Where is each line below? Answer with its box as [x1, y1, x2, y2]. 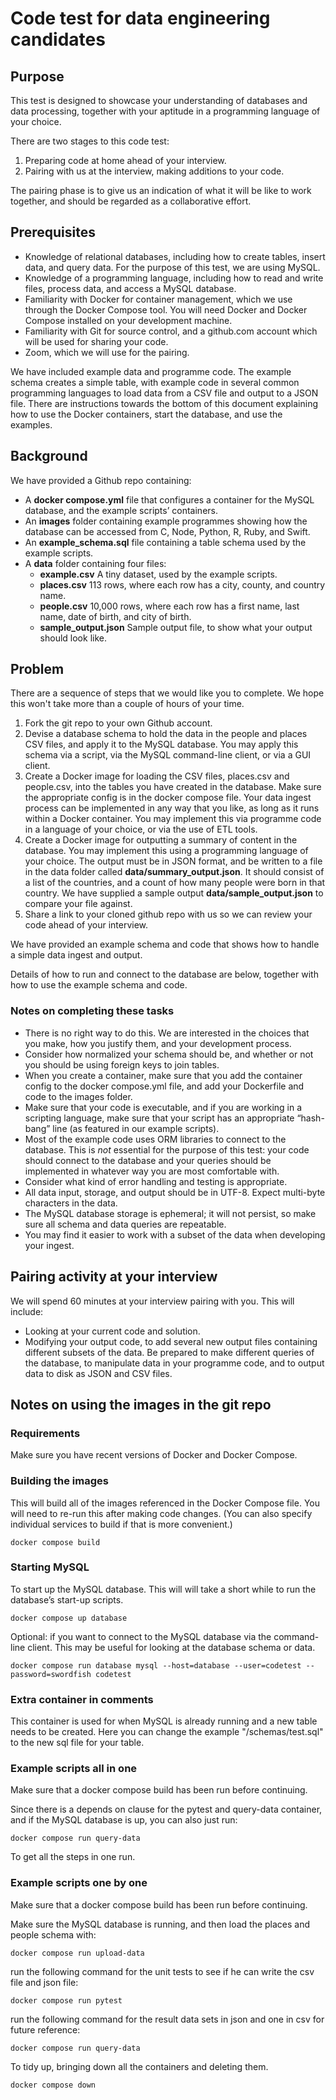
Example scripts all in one [10, 1762, 138, 1776]
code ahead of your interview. [24, 919, 149, 931]
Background [10, 448, 88, 465]
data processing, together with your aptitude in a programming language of [10, 105, 321, 117]
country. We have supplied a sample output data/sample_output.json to [24, 887, 324, 899]
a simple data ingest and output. [10, 949, 143, 961]
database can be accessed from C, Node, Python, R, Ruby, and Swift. [24, 525, 311, 537]
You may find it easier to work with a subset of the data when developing [24, 1228, 326, 1241]
